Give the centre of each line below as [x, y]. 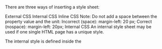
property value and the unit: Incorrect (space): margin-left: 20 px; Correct [79, 22]
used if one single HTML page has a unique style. [55, 32]
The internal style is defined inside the [43, 41]
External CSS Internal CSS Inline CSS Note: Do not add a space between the [81, 16]
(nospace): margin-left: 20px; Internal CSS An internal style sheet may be [78, 27]
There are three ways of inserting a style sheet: [52, 7]
